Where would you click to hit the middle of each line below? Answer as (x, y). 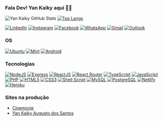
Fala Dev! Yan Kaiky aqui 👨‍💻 (38, 8)
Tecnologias (20, 64)
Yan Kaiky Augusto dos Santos (43, 113)
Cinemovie (23, 108)
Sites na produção (27, 97)
